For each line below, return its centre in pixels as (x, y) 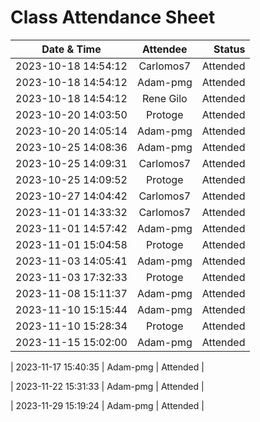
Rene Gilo (164, 98)
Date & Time (71, 49)
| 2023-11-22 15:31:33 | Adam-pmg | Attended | (107, 386)
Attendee (165, 49)
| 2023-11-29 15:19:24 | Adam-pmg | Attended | (107, 405)
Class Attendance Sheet (113, 17)
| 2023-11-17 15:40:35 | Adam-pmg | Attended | (107, 367)
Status (229, 49)
